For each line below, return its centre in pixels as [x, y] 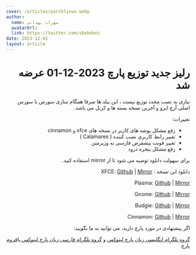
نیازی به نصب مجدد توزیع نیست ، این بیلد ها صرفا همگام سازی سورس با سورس [104, 101]
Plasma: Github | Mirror [162, 183]
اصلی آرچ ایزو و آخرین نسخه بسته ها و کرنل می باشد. [132, 107]
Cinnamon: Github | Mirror [159, 216]
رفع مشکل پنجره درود [152, 149]
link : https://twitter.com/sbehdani [56, 33]
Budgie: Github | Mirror [162, 205]
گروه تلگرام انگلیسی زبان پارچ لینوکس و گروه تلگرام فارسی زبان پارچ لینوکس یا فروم [98, 239]
